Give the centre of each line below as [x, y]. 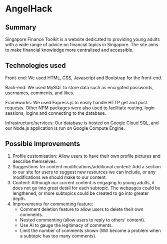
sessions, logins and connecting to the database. [56, 113]
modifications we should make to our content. [59, 177]
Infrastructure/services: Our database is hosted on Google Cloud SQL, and [82, 123]
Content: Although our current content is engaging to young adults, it [83, 182]
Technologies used [35, 66]
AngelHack [29, 9]
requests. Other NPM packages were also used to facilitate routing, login [80, 108]
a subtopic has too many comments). [58, 235]
